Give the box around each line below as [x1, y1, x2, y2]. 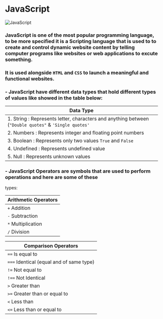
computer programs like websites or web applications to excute [5, 50, 158, 57]
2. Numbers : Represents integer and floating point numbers [7, 129, 145, 136]
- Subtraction [7, 213, 38, 219]
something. [5, 56, 33, 63]
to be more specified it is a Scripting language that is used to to [5, 38, 157, 44]
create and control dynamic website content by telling [5, 44, 135, 51]
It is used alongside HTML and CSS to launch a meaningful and [5, 69, 149, 76]
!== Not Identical [7, 275, 46, 281]
